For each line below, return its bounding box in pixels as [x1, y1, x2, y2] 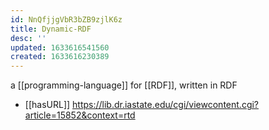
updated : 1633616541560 [10, 42, 110, 53]
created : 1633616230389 [10, 52, 110, 62]
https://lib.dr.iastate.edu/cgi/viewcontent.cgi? [72, 99, 260, 111]
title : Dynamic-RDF [10, 24, 92, 34]
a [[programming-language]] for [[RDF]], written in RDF [10, 79, 238, 91]
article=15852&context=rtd [24, 109, 136, 121]
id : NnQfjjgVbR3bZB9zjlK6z [10, 14, 123, 25]
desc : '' [10, 33, 47, 43]
